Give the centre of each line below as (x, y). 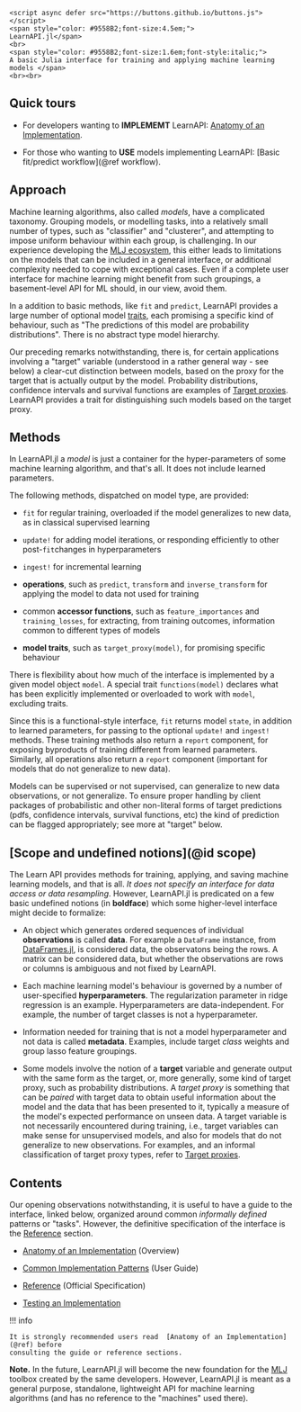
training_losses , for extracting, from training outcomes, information (149, 621)
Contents (36, 1183)
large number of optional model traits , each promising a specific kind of (142, 315)
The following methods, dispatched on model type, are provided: (129, 496)
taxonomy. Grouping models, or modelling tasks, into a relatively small (139, 221)
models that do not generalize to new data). (90, 769)
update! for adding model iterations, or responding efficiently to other (150, 540)
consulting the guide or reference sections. (96, 1353)
